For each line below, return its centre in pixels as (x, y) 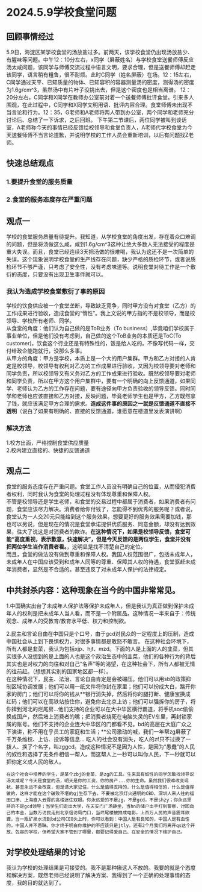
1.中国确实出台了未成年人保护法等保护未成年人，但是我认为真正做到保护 (95, 606)
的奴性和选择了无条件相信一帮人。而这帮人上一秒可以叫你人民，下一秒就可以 (101, 755)
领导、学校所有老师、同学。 (41, 321)
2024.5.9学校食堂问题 (61, 12)
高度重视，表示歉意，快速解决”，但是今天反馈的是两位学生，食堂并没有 (103, 539)
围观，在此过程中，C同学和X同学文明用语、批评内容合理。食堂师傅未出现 (97, 105)
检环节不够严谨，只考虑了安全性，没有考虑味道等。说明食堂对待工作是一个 (98, 267)
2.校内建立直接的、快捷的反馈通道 (48, 450)
